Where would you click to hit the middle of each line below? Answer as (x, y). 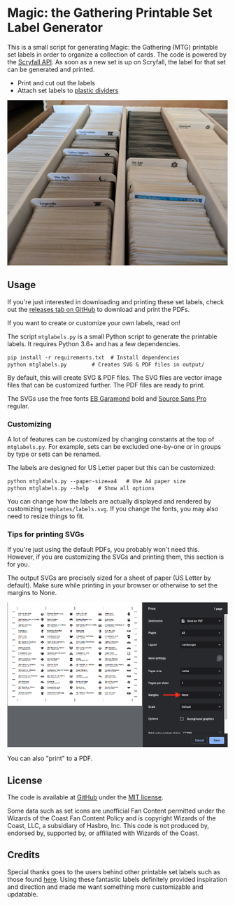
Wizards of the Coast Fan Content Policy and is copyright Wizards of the (112, 818)
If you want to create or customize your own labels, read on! (94, 322)
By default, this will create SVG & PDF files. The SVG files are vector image (115, 377)
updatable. (23, 894)
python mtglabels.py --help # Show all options (81, 489)
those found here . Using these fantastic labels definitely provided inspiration (117, 879)
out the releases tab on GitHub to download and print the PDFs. (99, 309)
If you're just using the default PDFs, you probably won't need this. (104, 550)
